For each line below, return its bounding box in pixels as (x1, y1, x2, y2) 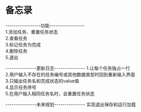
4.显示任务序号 (5, 84, 37, 90)
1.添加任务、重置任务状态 (5, 29, 58, 35)
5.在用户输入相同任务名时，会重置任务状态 (5, 90, 95, 97)
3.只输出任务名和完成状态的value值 (5, 77, 79, 84)
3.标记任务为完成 (5, 41, 41, 47)
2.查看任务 (5, 35, 28, 41)
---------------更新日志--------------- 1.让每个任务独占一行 (5, 65, 130, 71)
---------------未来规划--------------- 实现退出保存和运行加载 (5, 101, 136, 107)
